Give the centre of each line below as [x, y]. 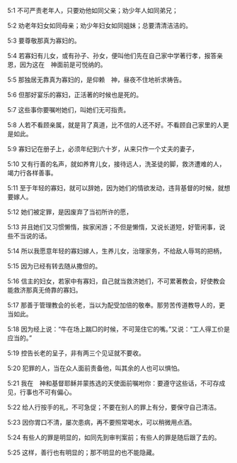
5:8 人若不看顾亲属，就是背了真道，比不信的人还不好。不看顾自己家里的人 [115, 125]
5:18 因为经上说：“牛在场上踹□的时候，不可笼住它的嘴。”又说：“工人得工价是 [118, 329]
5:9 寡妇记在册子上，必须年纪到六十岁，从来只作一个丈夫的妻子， [103, 149]
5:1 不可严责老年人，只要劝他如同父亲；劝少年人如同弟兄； [93, 10]
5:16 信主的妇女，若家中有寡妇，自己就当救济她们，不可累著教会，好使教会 [116, 281]
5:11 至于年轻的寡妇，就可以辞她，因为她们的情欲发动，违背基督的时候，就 [116, 188]
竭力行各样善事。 [32, 173]
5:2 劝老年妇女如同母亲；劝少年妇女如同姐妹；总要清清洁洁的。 [100, 26]
